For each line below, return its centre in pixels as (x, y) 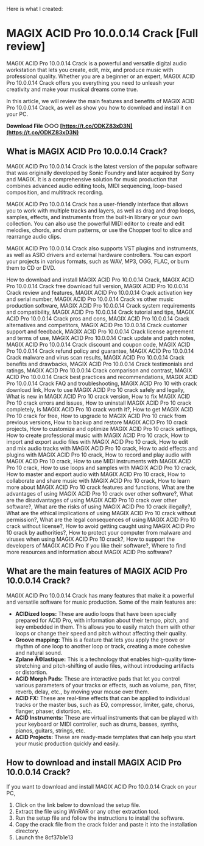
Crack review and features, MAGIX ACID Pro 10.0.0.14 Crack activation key (100, 292)
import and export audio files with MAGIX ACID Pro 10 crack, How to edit (97, 441)
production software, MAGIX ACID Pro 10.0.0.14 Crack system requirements (101, 305)
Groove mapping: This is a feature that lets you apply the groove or (100, 640)
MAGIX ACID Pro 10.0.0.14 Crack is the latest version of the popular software (102, 166)
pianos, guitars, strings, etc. (50, 730)
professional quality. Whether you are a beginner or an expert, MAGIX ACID (101, 76)
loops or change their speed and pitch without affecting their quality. (101, 633)
